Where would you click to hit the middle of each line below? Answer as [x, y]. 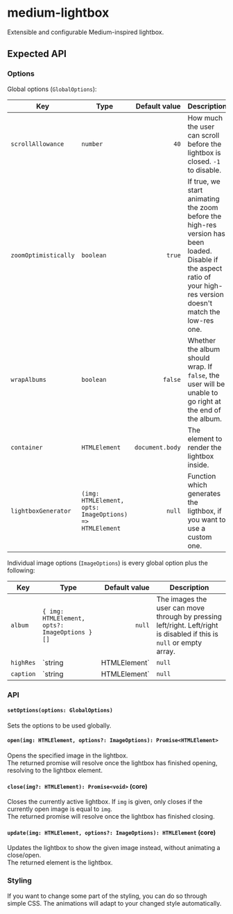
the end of [204, 410]
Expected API [37, 54]
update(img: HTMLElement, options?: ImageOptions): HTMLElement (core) [112, 832]
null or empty [179, 643]
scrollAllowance [37, 144]
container [27, 447]
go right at [204, 401]
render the [205, 447]
